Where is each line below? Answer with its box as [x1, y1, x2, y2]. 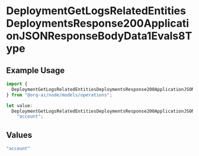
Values [6, 130, 33, 140]
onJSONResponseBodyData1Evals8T [6, 30, 192, 43]
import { [6, 81, 28, 87]
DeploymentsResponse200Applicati [6, 17, 190, 30]
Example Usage [6, 65, 65, 75]
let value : [6, 102, 33, 109]
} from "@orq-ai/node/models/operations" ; [6, 92, 113, 98]
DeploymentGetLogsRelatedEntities [6, 4, 187, 18]
